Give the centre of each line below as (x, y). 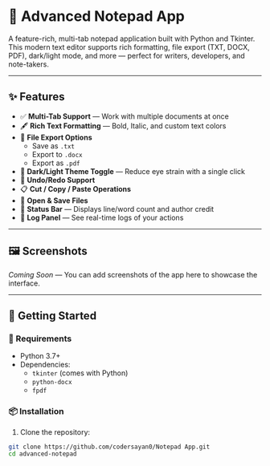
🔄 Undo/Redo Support (57, 180)
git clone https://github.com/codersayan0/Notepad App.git (109, 447)
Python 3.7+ (40, 356)
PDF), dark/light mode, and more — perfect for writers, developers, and (127, 55)
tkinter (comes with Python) (80, 373)
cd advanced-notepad (43, 454)
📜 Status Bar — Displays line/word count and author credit (117, 209)
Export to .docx (57, 154)
